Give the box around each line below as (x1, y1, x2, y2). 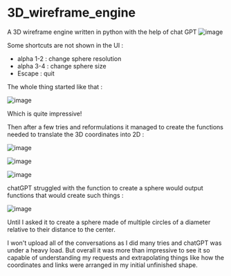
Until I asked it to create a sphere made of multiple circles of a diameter (7, 218, 211, 226)
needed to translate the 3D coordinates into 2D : (7, 130, 145, 138)
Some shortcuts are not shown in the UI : (7, 41, 124, 49)
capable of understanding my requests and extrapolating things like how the (7, 253, 225, 261)
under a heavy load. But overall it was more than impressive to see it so (7, 246, 210, 254)
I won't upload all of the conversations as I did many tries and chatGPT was (7, 239, 222, 247)
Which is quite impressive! (7, 109, 82, 118)
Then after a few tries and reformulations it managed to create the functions (7, 122, 223, 131)
